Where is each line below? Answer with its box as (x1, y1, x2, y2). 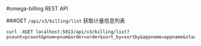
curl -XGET (6, 29, 33, 35)
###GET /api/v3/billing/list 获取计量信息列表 (6, 17, 126, 24)
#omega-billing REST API (6, 5, 69, 12)
